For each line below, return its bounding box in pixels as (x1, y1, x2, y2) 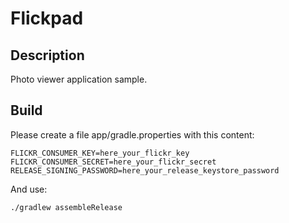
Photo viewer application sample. (10, 73, 148, 85)
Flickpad (10, 7, 84, 30)
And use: (10, 183, 48, 195)
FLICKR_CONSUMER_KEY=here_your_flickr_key (10, 148, 190, 158)
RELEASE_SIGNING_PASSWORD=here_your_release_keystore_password (10, 165, 280, 176)
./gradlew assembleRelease (10, 202, 123, 212)
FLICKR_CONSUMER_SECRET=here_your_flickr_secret (10, 157, 217, 167)
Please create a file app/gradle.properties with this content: (10, 128, 255, 141)
